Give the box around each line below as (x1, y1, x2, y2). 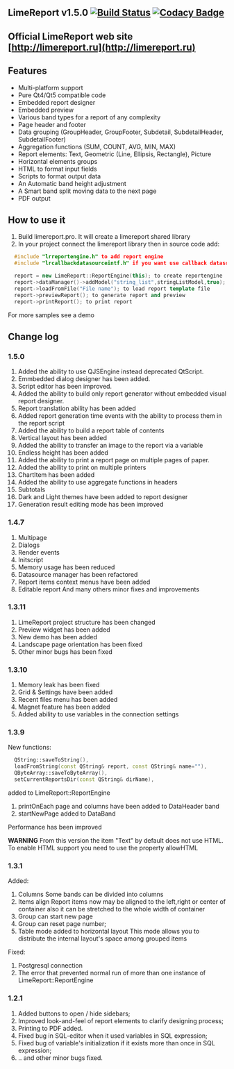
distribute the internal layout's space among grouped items (17, 934, 187, 943)
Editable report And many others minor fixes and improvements (17, 584, 200, 594)
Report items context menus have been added (17, 578, 151, 586)
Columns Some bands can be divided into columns (17, 890, 164, 899)
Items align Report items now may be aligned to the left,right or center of (17, 898, 226, 906)
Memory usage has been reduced (17, 563, 115, 571)
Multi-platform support (17, 83, 83, 92)
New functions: (8, 743, 51, 752)
